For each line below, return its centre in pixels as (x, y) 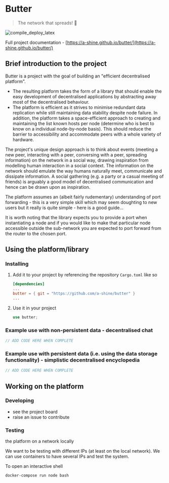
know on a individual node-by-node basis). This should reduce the (82, 129)
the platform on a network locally (40, 441)
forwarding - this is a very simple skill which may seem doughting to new (81, 202)
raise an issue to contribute (41, 417)
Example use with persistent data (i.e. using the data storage (81, 353)
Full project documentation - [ (36, 42)
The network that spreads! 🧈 (47, 23)
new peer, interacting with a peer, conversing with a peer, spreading (76, 154)
